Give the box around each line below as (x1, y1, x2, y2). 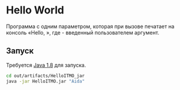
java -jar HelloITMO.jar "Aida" (6, 78, 85, 84)
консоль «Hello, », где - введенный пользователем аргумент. (6, 29, 160, 36)
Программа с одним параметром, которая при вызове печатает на (6, 23, 175, 30)
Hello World (6, 4, 64, 17)
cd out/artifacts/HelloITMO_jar (6, 72, 85, 79)
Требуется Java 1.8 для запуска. (6, 61, 86, 68)
